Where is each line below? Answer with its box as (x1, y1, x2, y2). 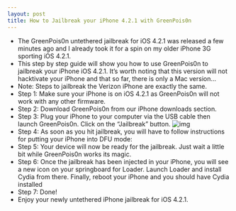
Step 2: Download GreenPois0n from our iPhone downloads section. (17, 104, 218, 113)
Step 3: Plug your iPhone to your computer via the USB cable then (17, 112, 210, 121)
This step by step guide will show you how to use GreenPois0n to (17, 59, 209, 67)
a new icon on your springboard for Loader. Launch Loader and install (17, 165, 222, 173)
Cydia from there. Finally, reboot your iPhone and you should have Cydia (17, 172, 230, 181)
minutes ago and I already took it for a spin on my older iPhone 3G (17, 44, 211, 53)
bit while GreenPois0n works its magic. (17, 150, 132, 158)
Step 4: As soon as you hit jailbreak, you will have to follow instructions (17, 127, 225, 136)
